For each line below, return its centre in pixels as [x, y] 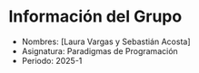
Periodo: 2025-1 [52, 60]
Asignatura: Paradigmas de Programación [99, 50]
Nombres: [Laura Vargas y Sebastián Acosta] [106, 41]
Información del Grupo [95, 17]
